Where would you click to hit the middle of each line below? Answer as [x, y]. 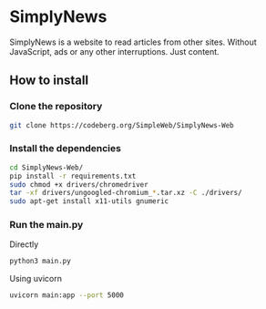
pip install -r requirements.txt [73, 176]
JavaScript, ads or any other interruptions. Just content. [115, 51]
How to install [49, 81]
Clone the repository [56, 107]
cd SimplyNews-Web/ [46, 167]
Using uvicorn [36, 279]
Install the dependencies [65, 149]
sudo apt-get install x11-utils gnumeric [89, 201]
